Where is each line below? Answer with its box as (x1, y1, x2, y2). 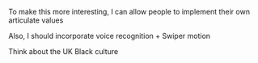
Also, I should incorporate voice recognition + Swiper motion (8, 31, 211, 40)
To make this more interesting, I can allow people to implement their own (8, 7, 251, 16)
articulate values (8, 15, 64, 25)
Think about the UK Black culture (8, 47, 119, 56)
